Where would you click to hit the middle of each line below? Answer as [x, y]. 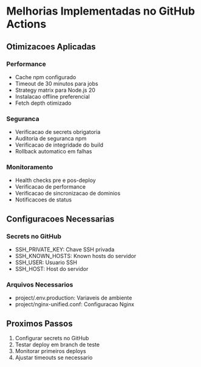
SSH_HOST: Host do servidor [52, 269]
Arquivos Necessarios [40, 285]
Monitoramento [30, 167]
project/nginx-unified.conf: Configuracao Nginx [75, 304]
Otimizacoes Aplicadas [51, 47]
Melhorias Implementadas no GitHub [101, 11]
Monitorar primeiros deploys [50, 351]
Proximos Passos [39, 323]
